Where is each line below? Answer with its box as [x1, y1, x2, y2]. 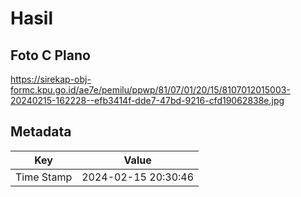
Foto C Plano [10, 47, 91, 64]
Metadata [10, 123, 72, 141]
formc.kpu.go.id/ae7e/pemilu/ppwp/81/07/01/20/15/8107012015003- [10, 84, 291, 96]
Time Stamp [15, 170, 73, 184]
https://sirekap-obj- [10, 73, 92, 85]
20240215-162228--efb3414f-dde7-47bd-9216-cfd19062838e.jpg [10, 95, 285, 106]
